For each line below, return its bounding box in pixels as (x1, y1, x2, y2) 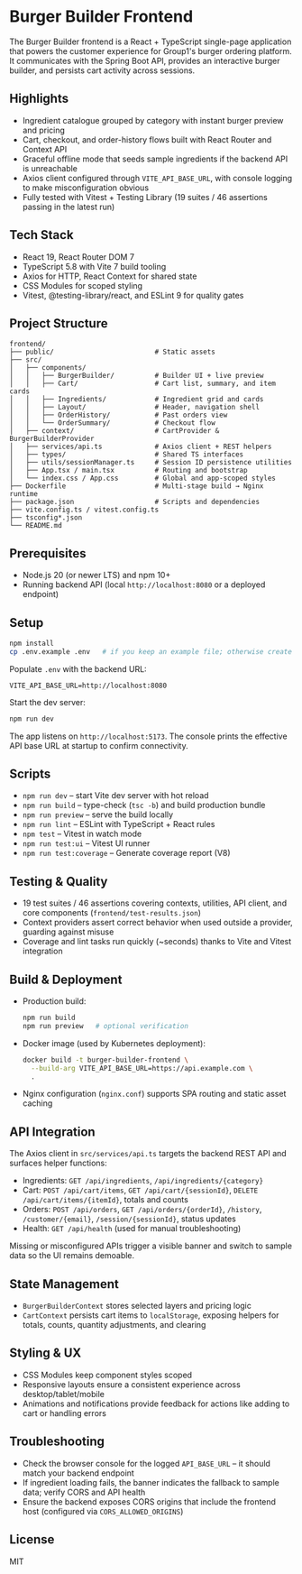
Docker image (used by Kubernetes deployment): (22, 1037, 206, 1048)
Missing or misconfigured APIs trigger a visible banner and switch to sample (9, 1240, 293, 1251)
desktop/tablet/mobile (22, 1388, 105, 1399)
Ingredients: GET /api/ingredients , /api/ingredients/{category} (22, 1175, 264, 1186)
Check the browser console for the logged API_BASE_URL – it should (22, 1458, 270, 1468)
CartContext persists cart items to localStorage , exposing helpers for (22, 1310, 279, 1321)
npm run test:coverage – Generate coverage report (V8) (22, 848, 232, 859)
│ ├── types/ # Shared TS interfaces (9, 450, 244, 459)
